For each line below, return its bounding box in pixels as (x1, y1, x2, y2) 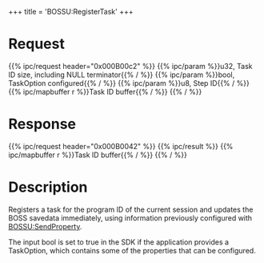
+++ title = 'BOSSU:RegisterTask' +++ (8, 7, 134, 16)
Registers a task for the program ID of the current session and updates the (8, 204, 254, 214)
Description (8, 178, 88, 196)
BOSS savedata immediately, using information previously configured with (8, 212, 253, 223)
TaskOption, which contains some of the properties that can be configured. (8, 245, 256, 255)
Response (8, 115, 77, 133)
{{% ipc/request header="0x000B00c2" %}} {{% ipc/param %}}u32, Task (8, 61, 253, 71)
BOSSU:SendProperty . (8, 221, 82, 231)
